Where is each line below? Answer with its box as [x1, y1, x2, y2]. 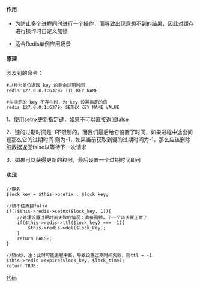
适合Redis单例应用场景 [14, 40, 71, 47]
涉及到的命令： [6, 70, 43, 77]
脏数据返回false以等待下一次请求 [6, 144, 87, 151]
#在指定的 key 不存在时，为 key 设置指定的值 [6, 99, 108, 105]
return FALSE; [17, 235, 52, 241]
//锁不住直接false [6, 203, 48, 209]
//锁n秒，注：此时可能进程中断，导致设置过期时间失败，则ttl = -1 [6, 252, 152, 258]
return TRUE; [6, 262, 39, 269]
